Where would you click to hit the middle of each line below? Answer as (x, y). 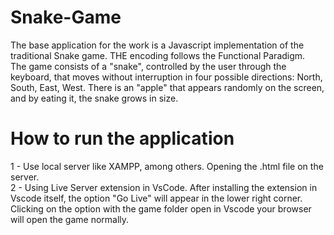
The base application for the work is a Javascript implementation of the (157, 45)
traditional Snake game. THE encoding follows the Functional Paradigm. (158, 55)
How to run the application (122, 138)
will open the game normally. (70, 219)
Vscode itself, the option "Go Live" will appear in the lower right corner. (156, 198)
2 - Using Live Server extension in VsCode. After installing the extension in (164, 187)
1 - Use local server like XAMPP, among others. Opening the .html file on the (167, 166)
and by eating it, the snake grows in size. (94, 98)
